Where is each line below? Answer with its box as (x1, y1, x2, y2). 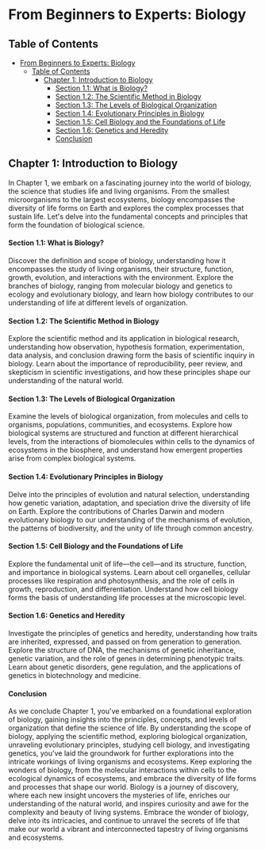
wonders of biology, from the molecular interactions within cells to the (8, 765, 237, 775)
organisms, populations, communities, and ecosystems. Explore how (8, 420, 232, 430)
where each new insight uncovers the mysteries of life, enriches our (8, 791, 231, 800)
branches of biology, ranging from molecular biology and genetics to (8, 281, 232, 291)
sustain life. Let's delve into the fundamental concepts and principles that (8, 212, 248, 221)
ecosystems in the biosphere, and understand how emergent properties (8, 446, 244, 455)
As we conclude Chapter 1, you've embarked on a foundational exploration (8, 706, 252, 716)
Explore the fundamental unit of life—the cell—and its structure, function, (8, 559, 248, 569)
